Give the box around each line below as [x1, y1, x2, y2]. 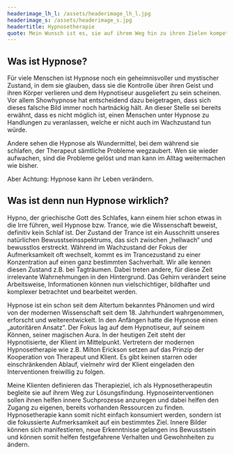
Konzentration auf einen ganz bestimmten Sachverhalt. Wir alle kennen [7, 258, 211, 266]
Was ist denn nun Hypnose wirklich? [7, 195, 169, 207]
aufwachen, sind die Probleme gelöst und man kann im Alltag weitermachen [7, 154, 226, 162]
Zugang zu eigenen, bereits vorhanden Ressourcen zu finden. [7, 403, 185, 412]
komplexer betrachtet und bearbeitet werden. [7, 287, 138, 296]
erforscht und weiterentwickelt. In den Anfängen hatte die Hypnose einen [7, 315, 218, 324]
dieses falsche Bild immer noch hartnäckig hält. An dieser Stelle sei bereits [7, 104, 221, 112]
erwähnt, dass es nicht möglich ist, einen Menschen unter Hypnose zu [7, 111, 210, 119]
